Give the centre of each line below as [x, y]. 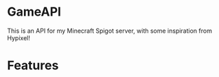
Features [33, 66]
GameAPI [34, 12]
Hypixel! [19, 37]
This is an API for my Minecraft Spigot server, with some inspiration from [110, 31]
